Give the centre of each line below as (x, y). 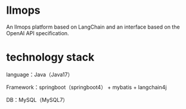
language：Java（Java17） (40, 74)
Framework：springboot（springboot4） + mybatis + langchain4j (86, 87)
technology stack (50, 57)
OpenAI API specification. (38, 33)
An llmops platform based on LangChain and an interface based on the (93, 27)
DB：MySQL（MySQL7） (37, 99)
